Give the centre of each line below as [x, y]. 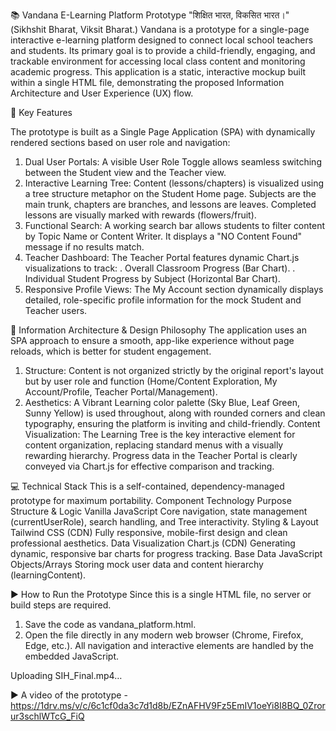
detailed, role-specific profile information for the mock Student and [163, 300]
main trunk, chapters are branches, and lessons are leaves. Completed [170, 204]
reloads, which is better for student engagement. [111, 351]
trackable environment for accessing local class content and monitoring [158, 61]
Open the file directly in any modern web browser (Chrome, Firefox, [164, 635]
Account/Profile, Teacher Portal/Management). [121, 392]
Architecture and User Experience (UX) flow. [102, 93]
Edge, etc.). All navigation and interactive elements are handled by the [169, 645]
